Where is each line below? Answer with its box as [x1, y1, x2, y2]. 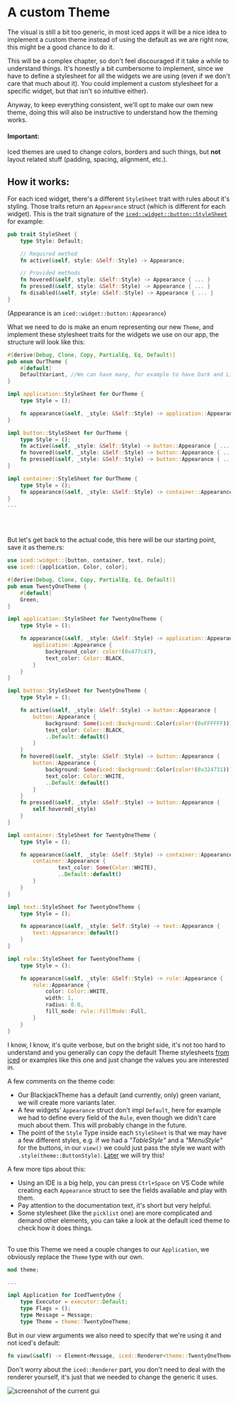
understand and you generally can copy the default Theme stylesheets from [7, 1048, 229, 1056]
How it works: [7, 175, 69, 188]
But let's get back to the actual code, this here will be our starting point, [7, 536, 216, 544]
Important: [7, 132, 40, 140]
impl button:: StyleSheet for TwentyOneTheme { [7, 688, 147, 695]
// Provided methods [20, 270, 81, 277]
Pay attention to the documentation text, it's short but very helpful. [17, 1200, 212, 1210]
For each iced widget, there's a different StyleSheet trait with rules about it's [7, 194, 230, 203]
